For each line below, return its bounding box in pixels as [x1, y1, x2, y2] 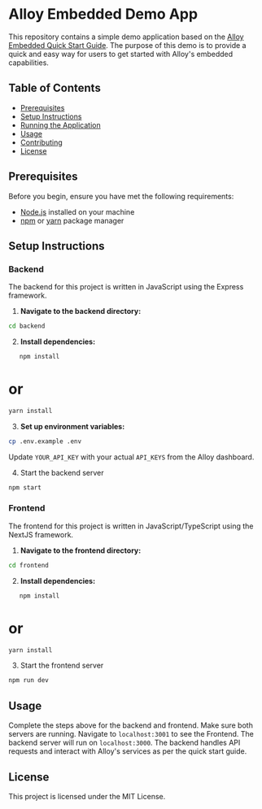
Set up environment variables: [20, 421, 125, 431]
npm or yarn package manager [20, 215, 124, 225]
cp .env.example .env [8, 437, 82, 446]
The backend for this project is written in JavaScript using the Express [8, 282, 244, 292]
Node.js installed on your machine [20, 207, 135, 216]
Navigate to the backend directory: [20, 307, 142, 316]
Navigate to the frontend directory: [20, 546, 142, 555]
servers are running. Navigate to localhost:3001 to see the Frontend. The [8, 729, 254, 739]
